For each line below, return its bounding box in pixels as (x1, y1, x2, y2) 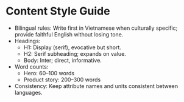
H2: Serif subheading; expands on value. (23, 50, 126, 57)
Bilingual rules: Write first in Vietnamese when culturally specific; (14, 24, 178, 32)
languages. (14, 89, 43, 96)
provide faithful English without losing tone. (14, 30, 124, 38)
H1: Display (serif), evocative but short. (23, 44, 121, 51)
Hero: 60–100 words (23, 69, 74, 76)
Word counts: (14, 63, 49, 70)
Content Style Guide (5, 4, 110, 18)
